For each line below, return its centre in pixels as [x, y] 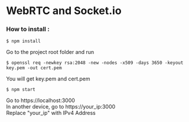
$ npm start [21, 90]
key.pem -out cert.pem [34, 68]
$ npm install [24, 41]
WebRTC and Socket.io [64, 11]
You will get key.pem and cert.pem [48, 79]
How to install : [28, 29]
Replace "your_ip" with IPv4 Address [51, 113]
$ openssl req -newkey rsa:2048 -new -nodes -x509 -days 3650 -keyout [95, 63]
